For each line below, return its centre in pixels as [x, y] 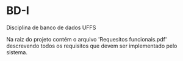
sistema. [17, 52]
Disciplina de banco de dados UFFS [51, 27]
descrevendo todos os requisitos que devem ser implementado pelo [92, 46]
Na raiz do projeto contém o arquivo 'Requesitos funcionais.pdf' [87, 39]
